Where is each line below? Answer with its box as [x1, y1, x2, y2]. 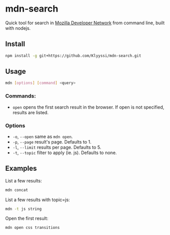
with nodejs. [5, 25, 31, 31]
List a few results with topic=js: [5, 197, 70, 203]
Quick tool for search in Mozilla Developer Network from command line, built [5, 20, 165, 26]
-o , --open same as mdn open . [12, 133, 73, 139]
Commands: [5, 92, 36, 100]
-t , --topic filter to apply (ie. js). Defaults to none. [12, 150, 117, 156]
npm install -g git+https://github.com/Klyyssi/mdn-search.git [5, 53, 142, 58]
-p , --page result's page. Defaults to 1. [12, 138, 92, 145]
